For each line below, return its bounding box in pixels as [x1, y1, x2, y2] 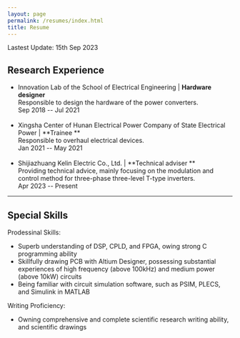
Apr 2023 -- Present [17, 182, 79, 190]
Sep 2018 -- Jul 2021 [17, 106, 80, 114]
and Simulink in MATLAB [17, 287, 91, 296]
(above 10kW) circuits [17, 272, 82, 281]
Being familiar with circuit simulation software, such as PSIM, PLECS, [17, 280, 221, 288]
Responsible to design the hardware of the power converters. [17, 98, 199, 107]
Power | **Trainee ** [17, 129, 81, 137]
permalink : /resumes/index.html [7, 17, 104, 24]
